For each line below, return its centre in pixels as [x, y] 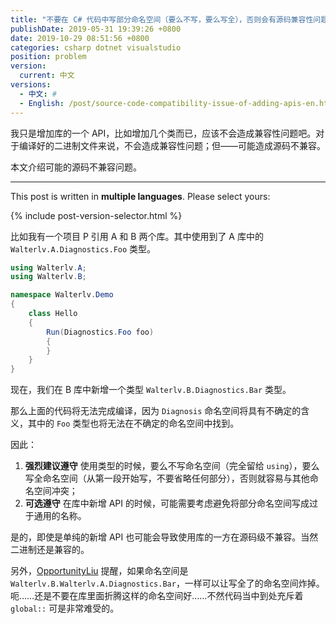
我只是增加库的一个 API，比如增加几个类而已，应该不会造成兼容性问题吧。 [163, 133]
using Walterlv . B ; [48, 277]
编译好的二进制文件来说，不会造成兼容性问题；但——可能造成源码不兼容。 [172, 145]
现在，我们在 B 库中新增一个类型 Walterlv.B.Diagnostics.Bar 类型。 [151, 390]
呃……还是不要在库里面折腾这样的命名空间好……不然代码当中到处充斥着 [157, 596]
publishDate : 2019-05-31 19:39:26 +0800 [96, 29]
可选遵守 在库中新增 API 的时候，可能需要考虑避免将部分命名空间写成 [167, 503]
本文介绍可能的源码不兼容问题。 [76, 167]
